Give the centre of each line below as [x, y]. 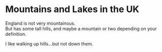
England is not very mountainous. [40, 23]
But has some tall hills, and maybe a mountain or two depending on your [81, 28]
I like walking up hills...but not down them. [49, 43]
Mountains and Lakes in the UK [72, 9]
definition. [16, 34]
